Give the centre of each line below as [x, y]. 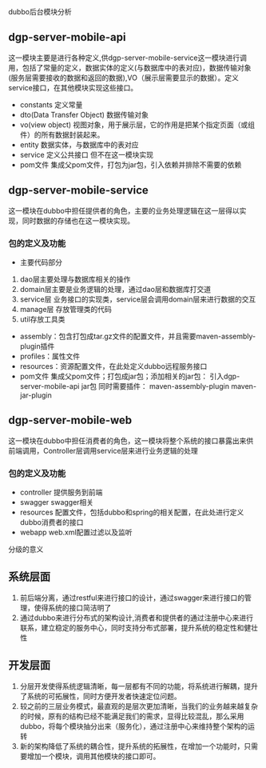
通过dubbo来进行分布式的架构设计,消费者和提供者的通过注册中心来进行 [137, 618]
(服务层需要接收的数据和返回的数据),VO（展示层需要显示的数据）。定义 [124, 78]
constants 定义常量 [51, 104]
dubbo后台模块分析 [40, 12]
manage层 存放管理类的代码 [66, 309]
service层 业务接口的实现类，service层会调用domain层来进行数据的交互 [138, 299]
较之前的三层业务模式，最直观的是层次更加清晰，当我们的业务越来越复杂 [139, 706]
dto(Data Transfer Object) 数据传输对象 [84, 114]
